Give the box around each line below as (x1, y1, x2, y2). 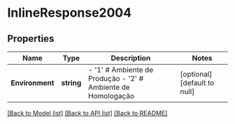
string (61, 78, 82, 88)
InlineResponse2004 (7, 5, 131, 21)
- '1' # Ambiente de (88, 65, 154, 75)
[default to (180, 78, 215, 88)
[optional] (180, 70, 213, 79)
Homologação (88, 91, 135, 100)
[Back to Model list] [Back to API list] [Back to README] (7, 109, 168, 117)
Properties (7, 33, 55, 45)
